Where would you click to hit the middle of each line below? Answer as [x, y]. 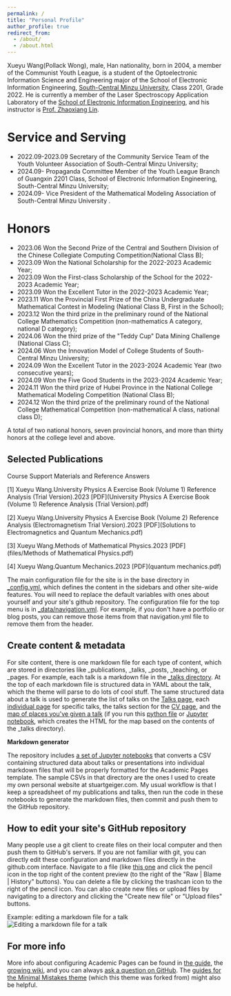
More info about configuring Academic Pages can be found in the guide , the [115, 963]
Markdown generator [38, 741]
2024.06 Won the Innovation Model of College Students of [100, 351]
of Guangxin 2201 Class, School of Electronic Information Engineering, [117, 178]
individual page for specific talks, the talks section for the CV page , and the [114, 706]
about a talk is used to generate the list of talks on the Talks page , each [109, 699]
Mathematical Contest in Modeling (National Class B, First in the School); [120, 306]
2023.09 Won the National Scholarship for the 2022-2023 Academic [114, 262]
